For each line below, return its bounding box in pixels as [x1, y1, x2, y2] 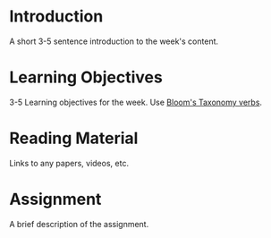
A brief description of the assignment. [9, 218, 149, 229]
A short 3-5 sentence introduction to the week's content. [9, 36, 219, 47]
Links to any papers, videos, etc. [9, 157, 130, 168]
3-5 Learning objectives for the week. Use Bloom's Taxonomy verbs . [9, 97, 262, 107]
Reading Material [9, 128, 139, 149]
